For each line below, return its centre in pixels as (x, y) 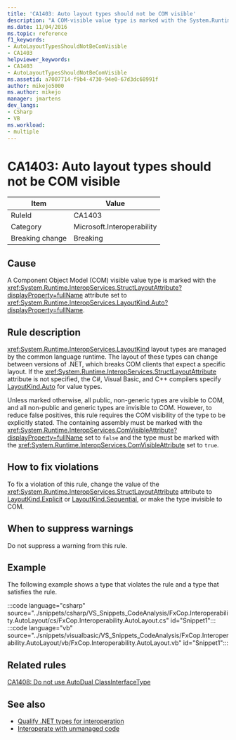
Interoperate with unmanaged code (68, 728)
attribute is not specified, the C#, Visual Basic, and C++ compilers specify (114, 379)
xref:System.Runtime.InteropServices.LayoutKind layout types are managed (117, 349)
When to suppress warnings (70, 529)
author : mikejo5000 (36, 86)
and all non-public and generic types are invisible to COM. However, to (110, 407)
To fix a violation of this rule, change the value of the (83, 484)
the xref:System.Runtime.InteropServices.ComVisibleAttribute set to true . (113, 445)
